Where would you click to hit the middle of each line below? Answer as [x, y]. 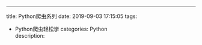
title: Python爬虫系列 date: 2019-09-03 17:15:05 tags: [72, 16]
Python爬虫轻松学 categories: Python [61, 29]
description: [30, 36]
